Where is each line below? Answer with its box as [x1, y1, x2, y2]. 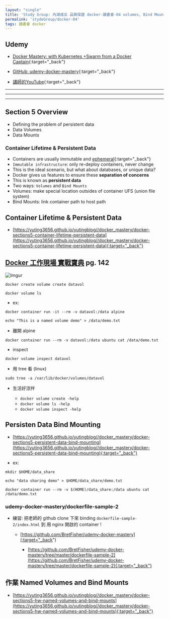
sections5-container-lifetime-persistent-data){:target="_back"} [12, 243, 143, 249]
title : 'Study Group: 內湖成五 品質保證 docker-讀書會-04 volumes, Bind [5, 12, 152, 17]
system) [12, 193, 30, 199]
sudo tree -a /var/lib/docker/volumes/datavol [5, 375, 105, 380]
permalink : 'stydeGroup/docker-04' [5, 17, 80, 22]
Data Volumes [12, 126, 42, 132]
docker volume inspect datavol [5, 356, 71, 361]
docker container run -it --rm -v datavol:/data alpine [5, 309, 125, 315]
